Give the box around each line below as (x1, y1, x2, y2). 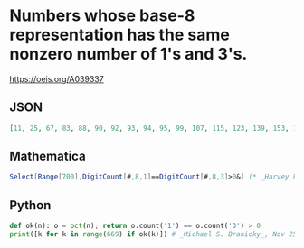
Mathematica (9, 149, 86, 164)
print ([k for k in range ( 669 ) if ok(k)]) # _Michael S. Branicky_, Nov (9, 230, 285, 239)
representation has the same (9, 24, 231, 45)
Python (9, 197, 52, 213)
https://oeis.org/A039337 (9, 73, 104, 84)
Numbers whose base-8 (9, 5, 195, 26)
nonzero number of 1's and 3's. (9, 44, 248, 64)
